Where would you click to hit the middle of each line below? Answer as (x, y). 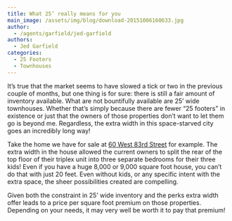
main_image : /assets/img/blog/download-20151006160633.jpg (96, 20)
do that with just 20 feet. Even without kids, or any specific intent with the (114, 174)
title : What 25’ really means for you (64, 14)
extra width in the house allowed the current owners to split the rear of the (115, 152)
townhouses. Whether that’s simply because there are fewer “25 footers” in (116, 108)
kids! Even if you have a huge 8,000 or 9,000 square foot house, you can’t (115, 166)
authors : (20, 40)
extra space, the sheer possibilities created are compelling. (93, 181)
